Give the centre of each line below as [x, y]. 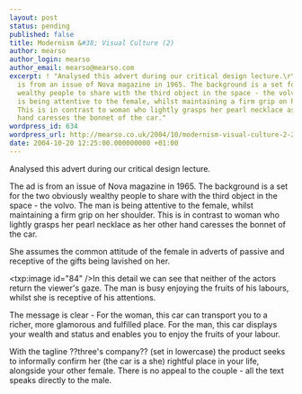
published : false [42, 34]
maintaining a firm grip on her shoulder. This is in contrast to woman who [145, 215]
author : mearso [38, 51]
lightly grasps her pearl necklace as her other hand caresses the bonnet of [147, 224]
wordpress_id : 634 [44, 127]
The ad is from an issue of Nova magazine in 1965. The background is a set [149, 186]
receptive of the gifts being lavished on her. [90, 261]
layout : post [34, 18]
